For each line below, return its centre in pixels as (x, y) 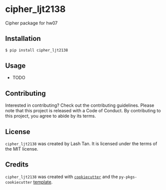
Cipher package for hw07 (31, 23)
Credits (17, 165)
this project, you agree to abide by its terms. (50, 116)
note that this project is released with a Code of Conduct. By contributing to (83, 111)
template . (43, 182)
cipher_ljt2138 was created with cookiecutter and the (62, 177)
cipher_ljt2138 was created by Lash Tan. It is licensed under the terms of (81, 144)
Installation (23, 39)
